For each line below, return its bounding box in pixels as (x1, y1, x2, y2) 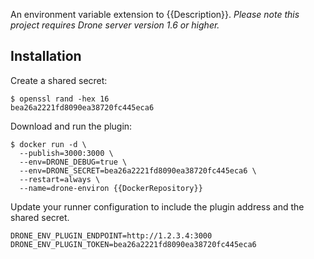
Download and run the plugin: (10, 120, 133, 132)
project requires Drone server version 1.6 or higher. (10, 19, 220, 31)
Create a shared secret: (10, 74, 108, 86)
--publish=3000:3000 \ (19, 148, 114, 158)
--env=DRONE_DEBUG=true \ (19, 157, 128, 167)
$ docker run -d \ (10, 139, 87, 149)
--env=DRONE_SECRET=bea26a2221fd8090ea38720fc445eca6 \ (19, 165, 257, 176)
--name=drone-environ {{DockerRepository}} (19, 183, 203, 193)
